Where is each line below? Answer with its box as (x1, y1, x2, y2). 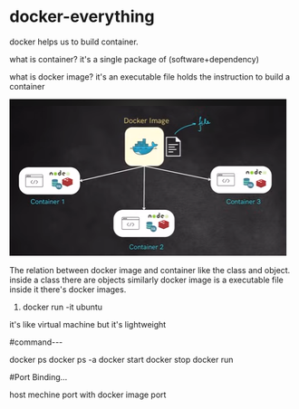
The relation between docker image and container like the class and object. (9, 264, 291, 275)
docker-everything (9, 6, 155, 27)
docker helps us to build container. (9, 36, 139, 47)
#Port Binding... (9, 371, 68, 382)
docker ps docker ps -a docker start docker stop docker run (9, 354, 234, 365)
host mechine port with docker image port (9, 389, 167, 400)
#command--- (9, 337, 63, 347)
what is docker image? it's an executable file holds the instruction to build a (9, 71, 291, 82)
